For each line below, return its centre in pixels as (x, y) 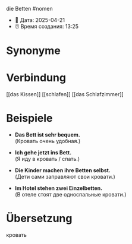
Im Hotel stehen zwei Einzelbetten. (59, 188)
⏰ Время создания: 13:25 (47, 26)
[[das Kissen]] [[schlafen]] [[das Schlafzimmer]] (65, 94)
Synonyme (33, 51)
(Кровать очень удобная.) (48, 141)
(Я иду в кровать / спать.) (47, 159)
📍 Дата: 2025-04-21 (40, 20)
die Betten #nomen (30, 9)
